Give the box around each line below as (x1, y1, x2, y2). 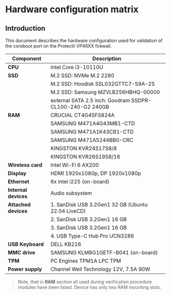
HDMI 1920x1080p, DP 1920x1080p (50, 170, 141, 177)
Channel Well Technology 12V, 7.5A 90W (50, 266, 150, 273)
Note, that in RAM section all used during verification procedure (17, 279, 152, 285)
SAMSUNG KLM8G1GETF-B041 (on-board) (50, 249, 158, 256)
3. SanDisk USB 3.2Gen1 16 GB (50, 224, 127, 231)
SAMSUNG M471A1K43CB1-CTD (50, 128, 134, 135)
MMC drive (8, 249, 36, 256)
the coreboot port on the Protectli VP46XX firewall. (5, 43, 112, 49)
